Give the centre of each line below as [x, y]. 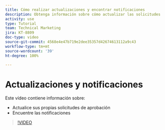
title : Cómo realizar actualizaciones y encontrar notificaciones [75, 10]
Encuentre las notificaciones [41, 113]
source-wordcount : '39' [30, 51]
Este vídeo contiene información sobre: [45, 98]
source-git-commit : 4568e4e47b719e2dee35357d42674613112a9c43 [71, 42]
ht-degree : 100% [22, 56]
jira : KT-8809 [20, 33]
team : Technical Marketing [33, 28]
